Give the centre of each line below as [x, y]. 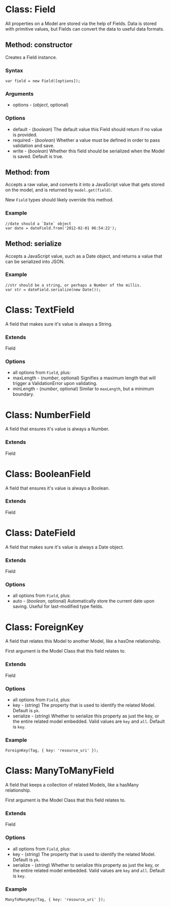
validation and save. [33, 145]
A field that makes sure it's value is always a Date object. [65, 547]
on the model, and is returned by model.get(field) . [59, 190]
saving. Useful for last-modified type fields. [58, 606]
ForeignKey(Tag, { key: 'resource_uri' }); [52, 750]
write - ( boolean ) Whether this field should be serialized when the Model [89, 151]
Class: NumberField [48, 415]
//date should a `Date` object [38, 224]
